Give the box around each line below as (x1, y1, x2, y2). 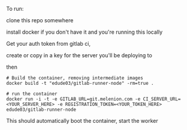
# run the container (6, 91, 58, 97)
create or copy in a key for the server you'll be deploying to (6, 52, 153, 59)
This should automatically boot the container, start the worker (6, 117, 158, 124)
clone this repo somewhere (6, 17, 74, 23)
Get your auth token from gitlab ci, (6, 40, 91, 47)
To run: (6, 5, 24, 12)
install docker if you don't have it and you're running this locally (6, 28, 163, 36)
